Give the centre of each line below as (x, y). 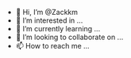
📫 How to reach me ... (52, 46)
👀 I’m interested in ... (49, 20)
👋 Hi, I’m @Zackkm (46, 12)
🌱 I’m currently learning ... (58, 29)
